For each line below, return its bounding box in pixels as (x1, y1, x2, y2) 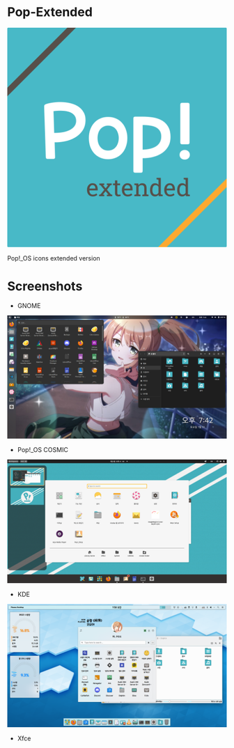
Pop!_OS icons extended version (7, 254, 101, 262)
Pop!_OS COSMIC (17, 446, 68, 454)
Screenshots (7, 279, 83, 295)
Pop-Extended (7, 4, 93, 20)
